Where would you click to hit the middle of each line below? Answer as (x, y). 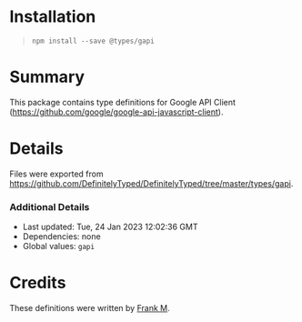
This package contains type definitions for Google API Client (123, 102)
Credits (38, 283)
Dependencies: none (62, 236)
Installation (53, 17)
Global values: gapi (59, 247)
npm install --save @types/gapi (93, 41)
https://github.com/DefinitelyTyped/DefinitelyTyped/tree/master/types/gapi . (151, 183)
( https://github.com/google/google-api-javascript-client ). (116, 112)
